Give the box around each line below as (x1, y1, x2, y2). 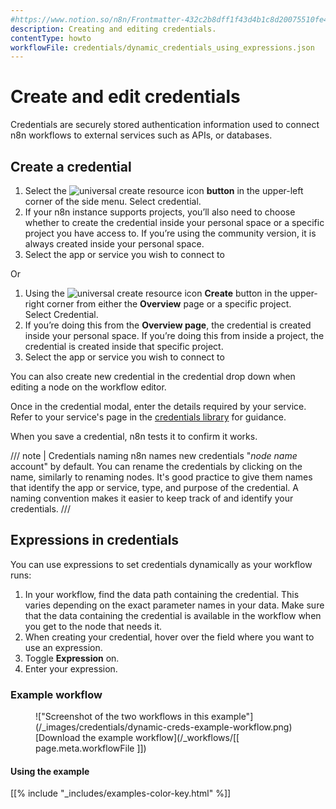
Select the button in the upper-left (24, 185, 304, 196)
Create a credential (10, 158, 132, 175)
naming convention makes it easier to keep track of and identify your (10, 492, 294, 504)
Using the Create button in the (24, 287, 288, 299)
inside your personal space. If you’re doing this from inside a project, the (24, 330, 325, 341)
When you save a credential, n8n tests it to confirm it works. (10, 431, 258, 442)
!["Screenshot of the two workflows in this (35, 711, 210, 723)
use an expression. (24, 641, 103, 653)
